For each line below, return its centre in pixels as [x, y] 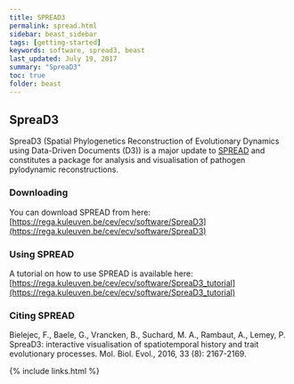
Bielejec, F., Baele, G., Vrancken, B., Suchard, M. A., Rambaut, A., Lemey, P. [148, 335]
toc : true [28, 76]
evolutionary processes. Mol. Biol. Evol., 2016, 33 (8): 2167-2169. [128, 354]
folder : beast [36, 84]
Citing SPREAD [42, 315]
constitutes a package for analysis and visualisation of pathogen [127, 160]
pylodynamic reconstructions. [64, 169]
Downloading [39, 192]
